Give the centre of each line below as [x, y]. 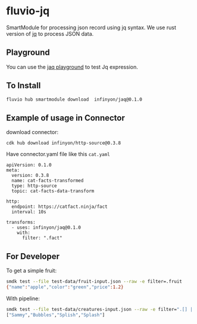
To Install [24, 85]
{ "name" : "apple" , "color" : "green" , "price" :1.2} [65, 287]
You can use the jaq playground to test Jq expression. [72, 67]
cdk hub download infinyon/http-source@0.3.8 [63, 143]
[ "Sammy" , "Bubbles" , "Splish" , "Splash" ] [56, 315]
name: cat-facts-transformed [48, 181]
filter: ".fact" [42, 238]
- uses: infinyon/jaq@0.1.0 [46, 228]
